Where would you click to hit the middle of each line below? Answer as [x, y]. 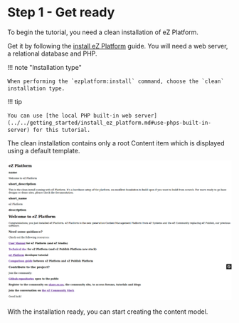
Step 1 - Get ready [61, 12]
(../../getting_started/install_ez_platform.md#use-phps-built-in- [110, 123]
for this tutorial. [62, 130]
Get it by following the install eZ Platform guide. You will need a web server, [118, 46]
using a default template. [44, 150]
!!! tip [15, 101]
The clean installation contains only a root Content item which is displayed [116, 143]
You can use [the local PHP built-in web [70, 116]
